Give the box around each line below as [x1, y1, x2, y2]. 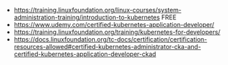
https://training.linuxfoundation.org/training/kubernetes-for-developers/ [13, 28, 221, 36]
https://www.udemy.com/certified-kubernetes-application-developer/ [13, 21, 215, 28]
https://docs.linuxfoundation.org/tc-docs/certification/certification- [13, 35, 208, 44]
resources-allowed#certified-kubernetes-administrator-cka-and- [13, 43, 202, 50]
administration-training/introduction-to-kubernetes [13, 13, 160, 21]
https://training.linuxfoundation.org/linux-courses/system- [13, 6, 182, 14]
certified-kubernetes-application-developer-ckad [13, 50, 157, 58]
